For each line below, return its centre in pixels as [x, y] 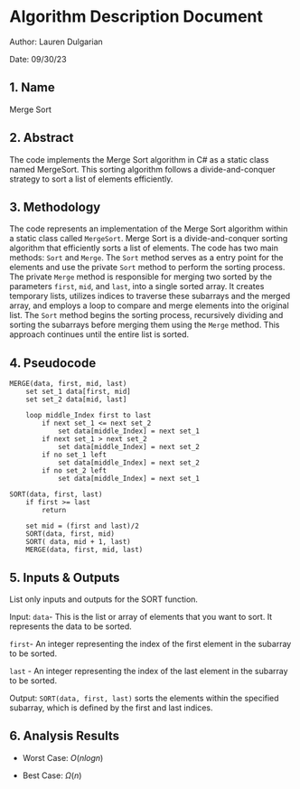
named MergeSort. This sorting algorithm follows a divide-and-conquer [142, 169]
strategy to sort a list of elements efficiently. [91, 179]
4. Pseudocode [53, 363]
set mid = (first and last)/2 [83, 526]
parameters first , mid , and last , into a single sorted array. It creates [137, 286]
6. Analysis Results [65, 736]
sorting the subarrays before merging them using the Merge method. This [145, 325]
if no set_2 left [74, 471]
